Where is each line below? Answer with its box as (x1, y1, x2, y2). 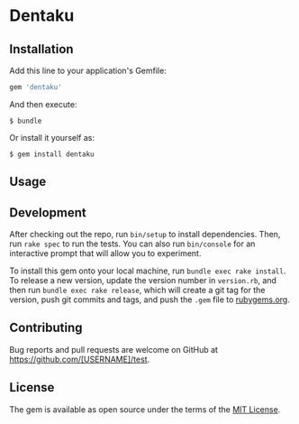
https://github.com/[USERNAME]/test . (9, 354, 150, 364)
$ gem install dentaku (9, 150, 95, 159)
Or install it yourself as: (9, 132, 95, 143)
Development (9, 205, 87, 220)
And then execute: (9, 98, 77, 109)
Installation (9, 41, 74, 57)
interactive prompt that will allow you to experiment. (9, 248, 202, 259)
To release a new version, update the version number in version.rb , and (9, 275, 277, 286)
